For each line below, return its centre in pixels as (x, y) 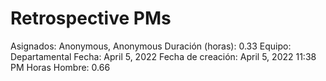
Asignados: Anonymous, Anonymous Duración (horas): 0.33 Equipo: (151, 46)
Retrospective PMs (91, 18)
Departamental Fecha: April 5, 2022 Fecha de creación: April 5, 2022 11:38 (163, 56)
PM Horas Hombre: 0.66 (60, 67)
